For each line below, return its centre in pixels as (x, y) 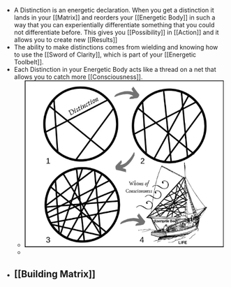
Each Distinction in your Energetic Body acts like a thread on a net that (115, 69)
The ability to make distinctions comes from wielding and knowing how (116, 47)
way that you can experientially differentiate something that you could (114, 25)
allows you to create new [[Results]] (66, 40)
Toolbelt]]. (29, 62)
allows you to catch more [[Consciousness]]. (78, 77)
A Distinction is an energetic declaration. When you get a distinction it (114, 10)
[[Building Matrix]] (55, 274)
